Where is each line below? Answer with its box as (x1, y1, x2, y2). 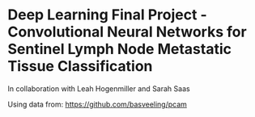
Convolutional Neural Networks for (7, 23, 248, 41)
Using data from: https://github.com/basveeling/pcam (7, 99, 188, 109)
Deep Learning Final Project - (7, 6, 207, 24)
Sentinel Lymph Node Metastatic (7, 40, 232, 58)
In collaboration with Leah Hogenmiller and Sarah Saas (7, 83, 191, 94)
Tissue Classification (7, 57, 153, 76)
